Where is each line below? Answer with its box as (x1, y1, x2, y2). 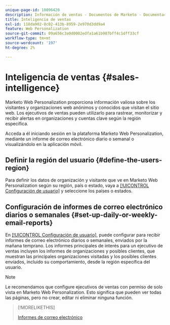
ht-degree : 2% (5, 45, 35, 50)
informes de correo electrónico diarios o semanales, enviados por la (5, 237, 148, 243)
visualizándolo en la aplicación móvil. (5, 141, 82, 147)
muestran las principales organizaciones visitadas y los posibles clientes (5, 254, 157, 260)
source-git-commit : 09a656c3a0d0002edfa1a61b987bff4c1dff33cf (5, 31, 139, 36)
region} (5, 163, 29, 172)
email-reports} (5, 219, 53, 227)
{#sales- (102, 71, 139, 83)
